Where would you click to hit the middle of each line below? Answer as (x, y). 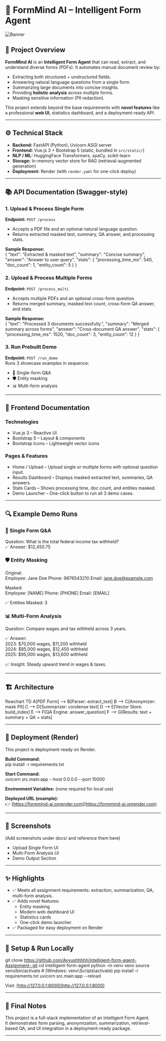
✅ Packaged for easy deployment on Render (58, 928)
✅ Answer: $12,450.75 (28, 547)
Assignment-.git (21, 966)
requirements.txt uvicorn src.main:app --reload (53, 976)
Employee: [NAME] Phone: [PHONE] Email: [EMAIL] (57, 593)
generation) (24, 166)
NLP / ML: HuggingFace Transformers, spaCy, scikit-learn (71, 155)
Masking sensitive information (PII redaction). (58, 98)
